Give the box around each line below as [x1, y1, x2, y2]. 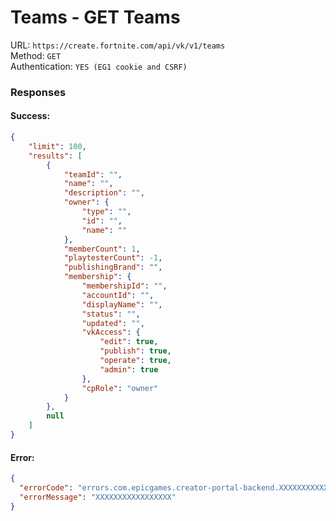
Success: [10, 110, 51, 122]
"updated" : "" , [81, 318, 145, 328]
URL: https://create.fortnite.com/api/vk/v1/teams [10, 39, 226, 51]
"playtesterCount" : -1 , [63, 253, 163, 263]
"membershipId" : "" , [81, 281, 168, 291]
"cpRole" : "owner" [81, 383, 159, 393]
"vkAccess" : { [81, 327, 141, 338]
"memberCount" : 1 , [63, 244, 141, 254]
